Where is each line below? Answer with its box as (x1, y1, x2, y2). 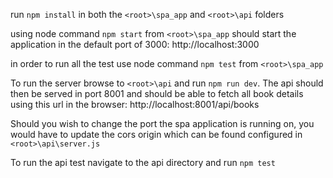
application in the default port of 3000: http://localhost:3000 (10, 39, 260, 50)
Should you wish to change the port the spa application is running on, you (10, 118, 315, 129)
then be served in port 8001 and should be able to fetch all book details (10, 88, 304, 99)
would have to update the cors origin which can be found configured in (10, 129, 303, 140)
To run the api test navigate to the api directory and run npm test (10, 157, 276, 168)
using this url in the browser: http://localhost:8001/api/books (10, 99, 260, 110)
